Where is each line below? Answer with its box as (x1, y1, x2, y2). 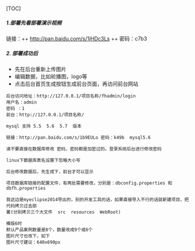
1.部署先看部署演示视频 (6, 19, 62, 26)
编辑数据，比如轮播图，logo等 (14, 73, 88, 80)
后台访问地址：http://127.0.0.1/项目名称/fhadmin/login (6, 93, 136, 99)
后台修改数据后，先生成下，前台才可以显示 (6, 169, 94, 175)
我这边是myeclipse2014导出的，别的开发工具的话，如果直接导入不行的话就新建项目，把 (6, 196, 189, 202)
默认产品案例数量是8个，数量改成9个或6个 (6, 226, 93, 233)
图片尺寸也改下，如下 (6, 233, 50, 239)
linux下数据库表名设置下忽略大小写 (6, 157, 81, 163)
